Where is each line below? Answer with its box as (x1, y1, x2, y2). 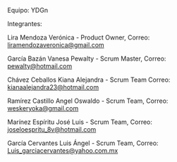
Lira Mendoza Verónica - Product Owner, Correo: (7, 33, 150, 42)
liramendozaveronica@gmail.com (7, 41, 104, 49)
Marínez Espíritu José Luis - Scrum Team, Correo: (7, 118, 153, 126)
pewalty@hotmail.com (7, 62, 73, 70)
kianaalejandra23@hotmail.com (7, 83, 99, 91)
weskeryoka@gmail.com (7, 104, 79, 112)
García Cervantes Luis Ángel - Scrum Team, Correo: (7, 139, 159, 147)
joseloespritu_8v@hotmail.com (7, 125, 97, 133)
